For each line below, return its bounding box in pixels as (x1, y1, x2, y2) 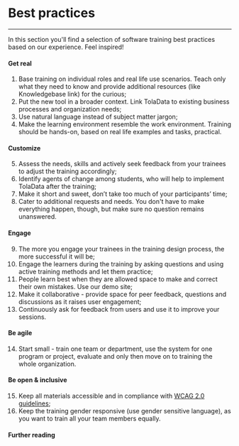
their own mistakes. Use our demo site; (18, 282, 133, 290)
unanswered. (18, 212, 57, 221)
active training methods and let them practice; (18, 267, 153, 276)
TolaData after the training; (18, 183, 96, 191)
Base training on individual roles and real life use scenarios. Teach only (18, 75, 226, 83)
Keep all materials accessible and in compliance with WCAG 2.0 (18, 391, 205, 400)
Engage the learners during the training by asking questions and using (18, 259, 224, 268)
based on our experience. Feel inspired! (8, 43, 124, 51)
